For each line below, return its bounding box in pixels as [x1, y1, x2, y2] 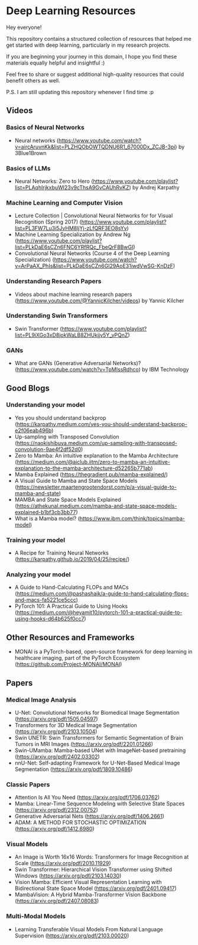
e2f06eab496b [14, 427, 52, 434]
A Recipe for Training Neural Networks [14, 549, 109, 557]
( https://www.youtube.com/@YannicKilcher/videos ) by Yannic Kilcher [14, 297, 184, 304]
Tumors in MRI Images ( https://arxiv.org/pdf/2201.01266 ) [14, 740, 154, 747]
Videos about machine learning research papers [14, 291, 132, 298]
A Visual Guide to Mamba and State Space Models [14, 477, 138, 484]
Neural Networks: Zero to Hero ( [14, 178, 93, 185]
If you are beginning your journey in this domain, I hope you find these [6, 53, 177, 60]
